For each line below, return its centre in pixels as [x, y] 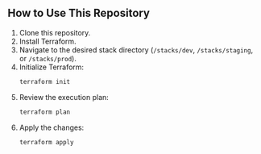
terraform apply [46, 142]
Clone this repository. [55, 32]
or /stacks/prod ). [48, 58]
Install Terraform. [48, 41]
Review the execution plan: [64, 97]
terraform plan [45, 112]
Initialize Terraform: [52, 67]
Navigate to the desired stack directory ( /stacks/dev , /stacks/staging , [136, 50]
